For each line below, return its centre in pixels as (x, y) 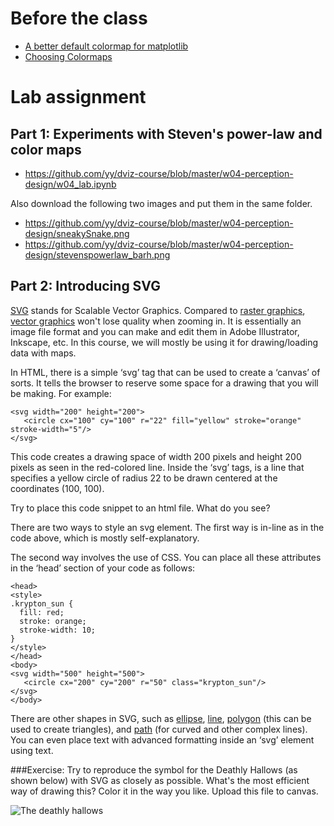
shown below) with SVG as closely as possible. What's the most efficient (160, 780)
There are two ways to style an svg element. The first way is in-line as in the (167, 527)
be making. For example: (61, 393)
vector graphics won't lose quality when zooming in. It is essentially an (156, 321)
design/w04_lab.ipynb (70, 184)
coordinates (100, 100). (57, 488)
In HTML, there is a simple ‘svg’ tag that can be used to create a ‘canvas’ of (165, 372)
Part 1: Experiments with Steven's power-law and (166, 133)
